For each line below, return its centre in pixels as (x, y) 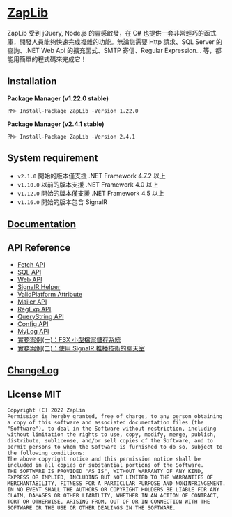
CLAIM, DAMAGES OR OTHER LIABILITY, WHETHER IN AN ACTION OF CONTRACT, (113, 495)
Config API (33, 324)
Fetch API (31, 264)
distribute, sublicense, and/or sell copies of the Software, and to (110, 440)
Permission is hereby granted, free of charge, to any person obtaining (115, 416)
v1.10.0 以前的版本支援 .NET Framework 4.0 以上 (88, 184)
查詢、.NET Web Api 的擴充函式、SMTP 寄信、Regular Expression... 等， (111, 50)
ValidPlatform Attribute (50, 294)
